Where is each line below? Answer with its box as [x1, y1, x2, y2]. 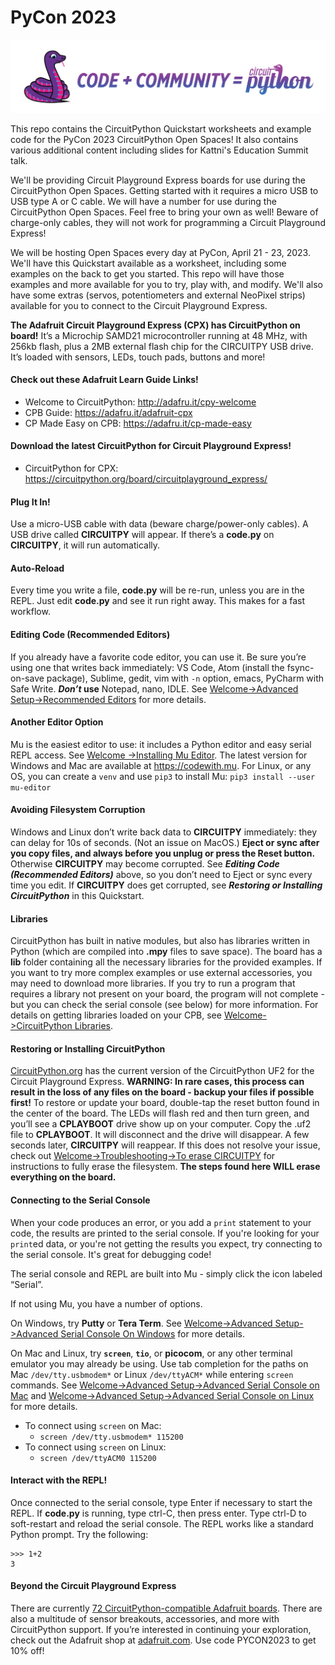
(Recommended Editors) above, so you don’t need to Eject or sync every [10, 869, 313, 880]
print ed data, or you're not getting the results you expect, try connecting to [10, 1237, 323, 1250]
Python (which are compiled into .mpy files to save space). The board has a [10, 946, 323, 958]
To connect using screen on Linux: [24, 1441, 167, 1453]
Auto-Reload [10, 562, 65, 574]
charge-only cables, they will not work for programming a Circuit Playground [10, 216, 326, 228]
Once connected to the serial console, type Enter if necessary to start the [10, 1496, 313, 1508]
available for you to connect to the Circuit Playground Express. [10, 299, 268, 311]
